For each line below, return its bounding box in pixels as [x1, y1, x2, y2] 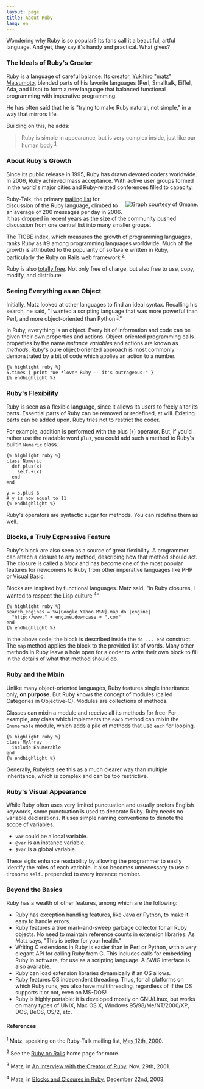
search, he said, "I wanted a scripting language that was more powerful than [6, 307, 198, 315]
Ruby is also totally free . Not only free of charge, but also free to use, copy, [6, 265, 195, 273]
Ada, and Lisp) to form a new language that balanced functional [6, 85, 166, 93]
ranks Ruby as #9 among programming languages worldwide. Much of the [6, 239, 193, 247]
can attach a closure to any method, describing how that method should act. [6, 553, 198, 560]
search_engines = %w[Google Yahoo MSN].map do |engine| [6, 609, 151, 615]
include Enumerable [12, 744, 62, 751]
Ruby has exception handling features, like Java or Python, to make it [15, 911, 189, 918]
